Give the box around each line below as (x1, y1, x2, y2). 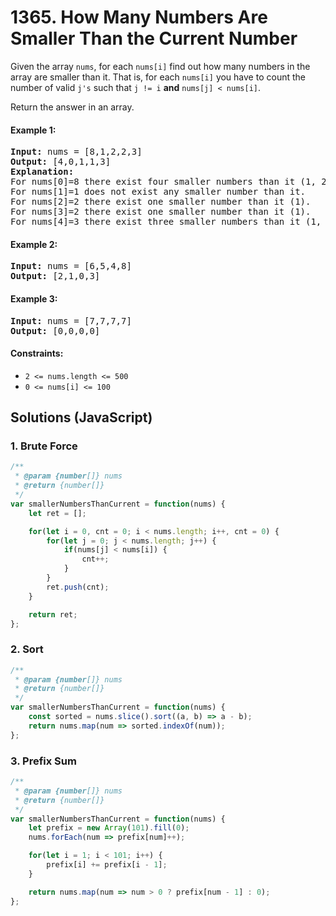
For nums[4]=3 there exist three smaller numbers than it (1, (10, 216, 322, 228)
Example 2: (10, 238, 58, 250)
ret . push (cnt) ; (46, 582, 110, 592)
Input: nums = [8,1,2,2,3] (10, 146, 143, 158)
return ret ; (28, 609, 78, 620)
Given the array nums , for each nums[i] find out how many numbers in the (10, 60, 311, 72)
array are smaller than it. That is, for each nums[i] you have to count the (10, 71, 306, 83)
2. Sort (10, 642, 44, 656)
